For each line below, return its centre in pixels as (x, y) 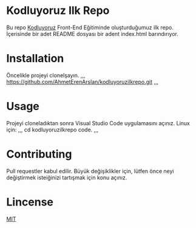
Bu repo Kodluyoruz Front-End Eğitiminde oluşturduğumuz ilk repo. (90, 27)
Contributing (39, 154)
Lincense (30, 202)
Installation (35, 59)
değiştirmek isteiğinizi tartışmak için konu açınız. (67, 178)
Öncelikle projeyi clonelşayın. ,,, (46, 75)
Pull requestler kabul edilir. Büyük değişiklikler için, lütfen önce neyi (90, 171)
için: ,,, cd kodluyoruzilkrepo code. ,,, (52, 130)
